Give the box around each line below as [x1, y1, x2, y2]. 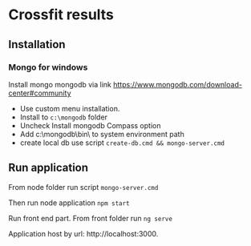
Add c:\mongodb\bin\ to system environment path [19, 129, 184, 139]
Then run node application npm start [8, 198, 130, 208]
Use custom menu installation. [19, 103, 120, 113]
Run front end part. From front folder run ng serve [8, 213, 172, 223]
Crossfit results [8, 6, 115, 24]
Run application [8, 161, 89, 175]
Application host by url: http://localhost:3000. [8, 228, 159, 238]
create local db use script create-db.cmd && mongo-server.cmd [19, 138, 225, 147]
